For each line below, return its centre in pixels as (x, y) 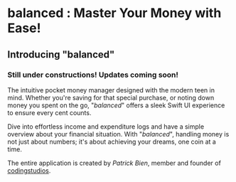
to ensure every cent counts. (49, 112)
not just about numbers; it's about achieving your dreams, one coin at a (112, 141)
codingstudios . (29, 170)
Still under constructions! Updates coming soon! (93, 75)
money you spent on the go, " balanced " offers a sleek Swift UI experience (116, 105)
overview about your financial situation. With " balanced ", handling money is (118, 134)
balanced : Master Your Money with (114, 13)
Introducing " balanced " (61, 54)
